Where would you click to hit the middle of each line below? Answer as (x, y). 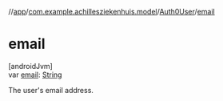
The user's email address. (51, 90)
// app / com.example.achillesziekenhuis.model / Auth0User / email (111, 12)
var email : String (35, 75)
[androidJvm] (31, 66)
